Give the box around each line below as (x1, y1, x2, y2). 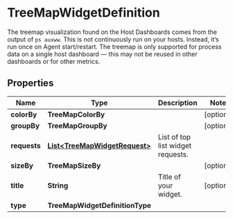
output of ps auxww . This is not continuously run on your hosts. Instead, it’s (7, 35, 220, 43)
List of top (157, 132, 191, 141)
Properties (7, 78, 54, 89)
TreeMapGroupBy (47, 121, 107, 130)
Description (157, 98, 198, 107)
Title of (157, 172, 182, 182)
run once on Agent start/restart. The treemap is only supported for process (7, 42, 222, 51)
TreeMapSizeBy (47, 161, 101, 170)
